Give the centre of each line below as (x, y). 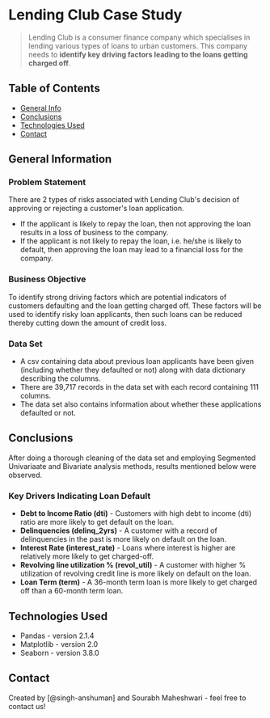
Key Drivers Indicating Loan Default (80, 496)
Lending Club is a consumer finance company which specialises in (139, 37)
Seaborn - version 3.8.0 (59, 653)
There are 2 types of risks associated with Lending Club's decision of (124, 200)
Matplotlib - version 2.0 (59, 644)
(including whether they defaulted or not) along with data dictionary (133, 370)
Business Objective (47, 279)
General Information (60, 159)
